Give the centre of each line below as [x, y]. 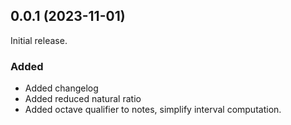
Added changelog [61, 88]
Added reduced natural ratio [83, 99]
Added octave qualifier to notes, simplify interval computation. [153, 110]
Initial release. [39, 40]
